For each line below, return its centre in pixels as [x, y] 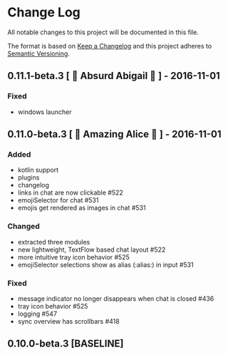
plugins [28, 177]
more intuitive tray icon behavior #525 [74, 257]
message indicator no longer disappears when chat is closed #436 [116, 298]
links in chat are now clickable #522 [70, 192]
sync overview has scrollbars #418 [68, 321]
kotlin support [38, 170]
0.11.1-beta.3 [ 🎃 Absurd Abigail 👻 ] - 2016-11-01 [114, 76]
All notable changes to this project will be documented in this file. [103, 32]
